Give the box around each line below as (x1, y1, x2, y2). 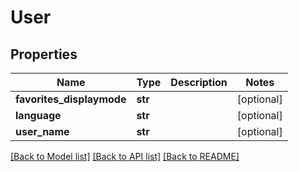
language (15, 109, 62, 122)
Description (170, 76, 228, 89)
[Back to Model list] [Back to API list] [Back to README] (10, 151, 240, 162)
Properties (10, 46, 78, 63)
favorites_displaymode (15, 92, 127, 106)
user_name (15, 125, 70, 138)
